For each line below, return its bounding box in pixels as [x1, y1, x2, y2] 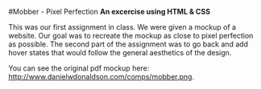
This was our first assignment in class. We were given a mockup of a [8, 22, 236, 31]
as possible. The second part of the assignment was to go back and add [8, 39, 248, 49]
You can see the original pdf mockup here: [8, 63, 150, 73]
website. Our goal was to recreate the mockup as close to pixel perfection [8, 31, 254, 40]
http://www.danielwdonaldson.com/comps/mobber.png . [8, 72, 195, 81]
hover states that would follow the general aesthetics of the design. [8, 48, 232, 57]
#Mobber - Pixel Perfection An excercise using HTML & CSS [8, 7, 211, 16]
